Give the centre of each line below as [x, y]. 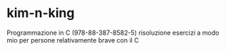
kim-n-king [41, 13]
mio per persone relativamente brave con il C [73, 40]
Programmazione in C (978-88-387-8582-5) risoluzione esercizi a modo [113, 33]
